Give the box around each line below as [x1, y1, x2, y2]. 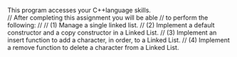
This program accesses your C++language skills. [7, 6, 152, 14]
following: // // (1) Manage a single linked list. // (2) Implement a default [7, 21, 215, 29]
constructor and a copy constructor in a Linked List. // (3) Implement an [7, 28, 217, 37]
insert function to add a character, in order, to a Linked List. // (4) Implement [7, 36, 230, 44]
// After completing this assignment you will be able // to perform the [7, 13, 209, 22]
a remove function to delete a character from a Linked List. [7, 44, 179, 51]
